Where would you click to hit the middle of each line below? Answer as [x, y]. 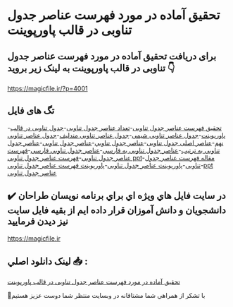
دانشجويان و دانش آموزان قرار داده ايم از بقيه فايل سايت [117, 211]
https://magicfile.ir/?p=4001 [48, 89]
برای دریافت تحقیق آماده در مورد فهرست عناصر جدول [112, 56]
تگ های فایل [31, 110]
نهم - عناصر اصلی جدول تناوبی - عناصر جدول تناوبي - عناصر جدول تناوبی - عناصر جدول [115, 143]
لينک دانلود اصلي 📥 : [48, 261]
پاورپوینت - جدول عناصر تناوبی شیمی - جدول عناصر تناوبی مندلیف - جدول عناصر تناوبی [116, 135]
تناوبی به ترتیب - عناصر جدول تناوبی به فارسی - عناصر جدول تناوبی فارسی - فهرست [114, 150]
